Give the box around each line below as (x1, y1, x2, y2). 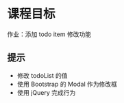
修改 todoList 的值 (16, 71, 68, 79)
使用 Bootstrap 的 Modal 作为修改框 (16, 80, 118, 88)
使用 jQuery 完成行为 (16, 88, 76, 96)
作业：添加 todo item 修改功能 (7, 30, 91, 38)
